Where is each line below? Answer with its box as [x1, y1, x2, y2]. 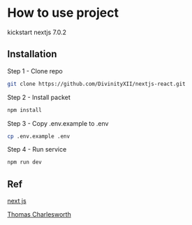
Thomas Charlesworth [7, 210, 71, 219]
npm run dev [7, 159, 42, 166]
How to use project [7, 5, 119, 21]
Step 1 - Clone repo [7, 66, 63, 75]
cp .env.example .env [7, 133, 71, 140]
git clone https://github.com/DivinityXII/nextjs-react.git [7, 80, 186, 87]
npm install [7, 106, 42, 113]
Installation [7, 48, 57, 60]
